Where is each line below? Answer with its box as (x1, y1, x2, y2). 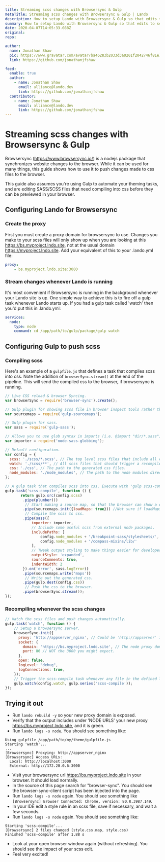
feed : (5, 66, 16, 72)
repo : (5, 35, 16, 40)
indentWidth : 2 (31, 562, 63, 567)
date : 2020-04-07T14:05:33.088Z (5, 26, 71, 31)
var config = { (5, 452, 36, 457)
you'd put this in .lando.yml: (5, 305, 61, 311)
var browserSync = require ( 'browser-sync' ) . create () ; (5, 398, 118, 403)
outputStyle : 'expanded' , (31, 553, 84, 558)
